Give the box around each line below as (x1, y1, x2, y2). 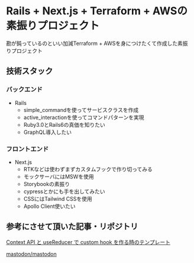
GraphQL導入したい (23, 129, 72, 136)
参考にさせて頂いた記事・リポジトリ (6, 222, 138, 232)
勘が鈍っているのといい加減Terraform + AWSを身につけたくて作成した (6, 40, 178, 47)
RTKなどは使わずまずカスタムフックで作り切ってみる (23, 165, 153, 172)
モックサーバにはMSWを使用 (23, 173, 94, 180)
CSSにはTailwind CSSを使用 (23, 195, 93, 202)
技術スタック (6, 66, 53, 76)
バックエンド (6, 85, 43, 94)
